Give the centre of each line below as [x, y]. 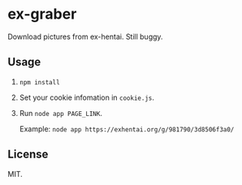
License [28, 155]
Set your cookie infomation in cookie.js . [87, 97]
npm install [39, 82]
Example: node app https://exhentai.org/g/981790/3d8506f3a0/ [127, 129]
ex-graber [42, 14]
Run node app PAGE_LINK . [61, 113]
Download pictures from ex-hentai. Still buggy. [85, 37]
